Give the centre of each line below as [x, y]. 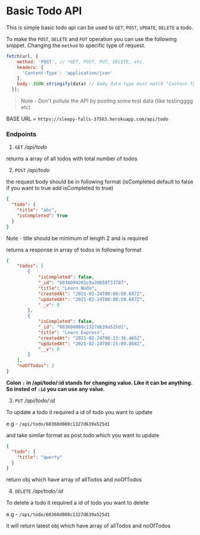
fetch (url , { [22, 56]
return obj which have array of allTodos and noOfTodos [74, 480]
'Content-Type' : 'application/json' [67, 73]
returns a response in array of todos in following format [74, 250]
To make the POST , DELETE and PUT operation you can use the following [92, 39]
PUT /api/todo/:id [35, 400]
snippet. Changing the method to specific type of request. [76, 45]
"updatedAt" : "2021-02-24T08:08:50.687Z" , [91, 299]
